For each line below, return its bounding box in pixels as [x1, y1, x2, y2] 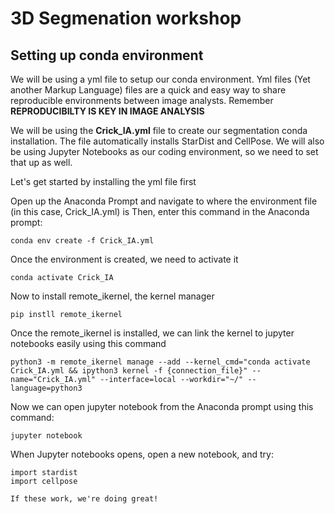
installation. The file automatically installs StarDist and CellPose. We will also [10, 135, 325, 147]
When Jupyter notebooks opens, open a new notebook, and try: [10, 448, 274, 460]
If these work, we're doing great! [10, 494, 159, 504]
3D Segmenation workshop [10, 7, 242, 30]
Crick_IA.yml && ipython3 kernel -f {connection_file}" [10, 366, 248, 376]
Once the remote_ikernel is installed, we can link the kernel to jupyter [10, 327, 295, 339]
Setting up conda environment [10, 47, 204, 64]
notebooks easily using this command [10, 338, 167, 349]
